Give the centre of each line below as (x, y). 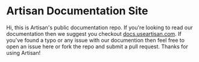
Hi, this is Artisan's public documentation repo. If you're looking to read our (99, 27)
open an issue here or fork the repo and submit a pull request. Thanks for (97, 46)
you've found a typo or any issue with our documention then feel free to (96, 40)
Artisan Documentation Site (77, 11)
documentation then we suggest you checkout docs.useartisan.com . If (94, 33)
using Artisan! (24, 52)
